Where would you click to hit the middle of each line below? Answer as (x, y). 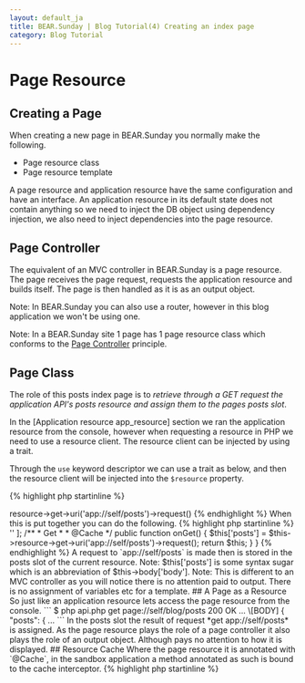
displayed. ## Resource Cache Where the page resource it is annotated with (152, 649)
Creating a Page (56, 114)
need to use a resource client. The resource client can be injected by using (150, 441)
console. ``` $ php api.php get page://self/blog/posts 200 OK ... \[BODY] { (147, 611)
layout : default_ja (46, 18)
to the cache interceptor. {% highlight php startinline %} (114, 668)
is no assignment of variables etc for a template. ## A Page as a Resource (148, 591)
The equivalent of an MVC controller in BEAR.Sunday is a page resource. (146, 270)
